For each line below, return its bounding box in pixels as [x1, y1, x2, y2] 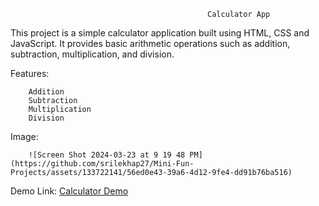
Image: [10, 131, 39, 142]
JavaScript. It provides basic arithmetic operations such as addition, [10, 38, 291, 49]
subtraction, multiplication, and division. [10, 48, 175, 60]
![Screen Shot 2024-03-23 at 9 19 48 [28, 150, 186, 160]
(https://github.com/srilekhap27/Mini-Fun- [10, 159, 195, 169]
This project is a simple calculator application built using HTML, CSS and [10, 27, 310, 39]
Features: [10, 68, 50, 79]
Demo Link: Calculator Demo [10, 185, 129, 197]
